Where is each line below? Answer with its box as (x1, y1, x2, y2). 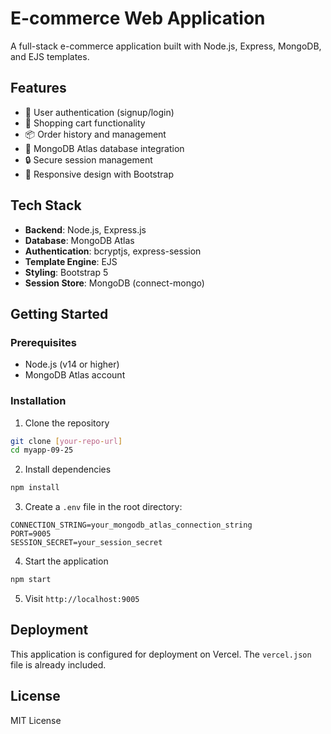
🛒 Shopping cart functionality (24, 117, 146, 129)
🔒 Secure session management (24, 153, 153, 166)
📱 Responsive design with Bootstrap (24, 168, 175, 180)
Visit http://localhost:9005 (24, 593, 140, 605)
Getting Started (10, 305, 109, 322)
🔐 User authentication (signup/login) (24, 106, 175, 118)
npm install (10, 483, 60, 493)
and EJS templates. (10, 50, 90, 62)
